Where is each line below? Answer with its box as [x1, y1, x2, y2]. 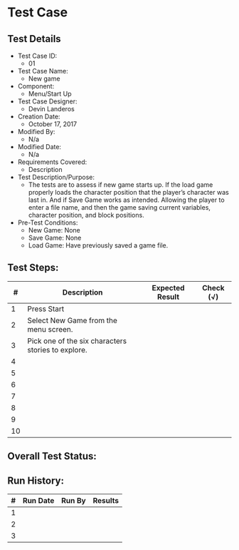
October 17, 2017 [28, 120, 77, 128]
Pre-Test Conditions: [17, 218, 78, 227]
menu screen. [27, 324, 73, 334]
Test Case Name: [17, 67, 69, 75]
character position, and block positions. [28, 211, 144, 219]
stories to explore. [27, 345, 87, 355]
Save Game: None [28, 233, 82, 242]
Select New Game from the [27, 315, 117, 325]
